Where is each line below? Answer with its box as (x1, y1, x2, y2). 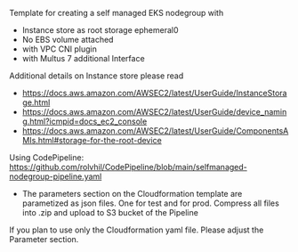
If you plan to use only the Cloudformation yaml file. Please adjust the (9, 224, 264, 235)
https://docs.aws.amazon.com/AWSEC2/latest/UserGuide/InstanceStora (21, 88, 287, 98)
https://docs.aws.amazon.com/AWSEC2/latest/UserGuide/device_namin (21, 107, 287, 117)
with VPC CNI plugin (21, 44, 98, 54)
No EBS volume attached (21, 35, 114, 45)
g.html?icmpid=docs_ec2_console (21, 116, 148, 126)
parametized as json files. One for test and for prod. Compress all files (21, 198, 280, 208)
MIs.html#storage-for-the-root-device (21, 135, 162, 145)
